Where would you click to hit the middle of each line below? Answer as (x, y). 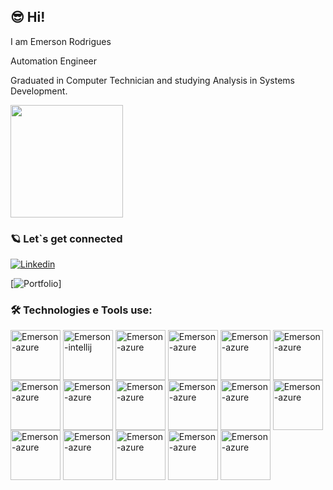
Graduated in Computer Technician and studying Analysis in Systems (152, 80)
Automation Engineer (54, 61)
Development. (39, 91)
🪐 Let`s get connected (66, 238)
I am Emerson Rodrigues (61, 41)
